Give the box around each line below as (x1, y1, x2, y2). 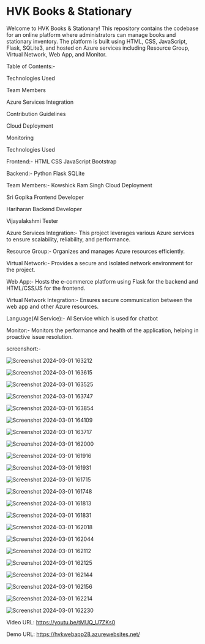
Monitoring (6, 134, 34, 141)
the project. (6, 266, 35, 273)
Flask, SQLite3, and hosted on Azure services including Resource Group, (6, 44, 190, 52)
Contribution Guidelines (6, 110, 66, 117)
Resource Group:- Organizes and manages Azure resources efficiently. (6, 247, 185, 255)
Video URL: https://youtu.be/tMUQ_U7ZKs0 (6, 618, 116, 626)
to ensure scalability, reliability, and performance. (6, 235, 131, 243)
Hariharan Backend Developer (6, 205, 83, 212)
